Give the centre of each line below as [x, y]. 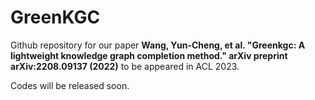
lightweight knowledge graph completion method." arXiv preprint [149, 55]
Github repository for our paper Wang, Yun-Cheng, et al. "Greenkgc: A [158, 45]
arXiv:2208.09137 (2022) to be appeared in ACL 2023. [125, 66]
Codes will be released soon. [70, 85]
